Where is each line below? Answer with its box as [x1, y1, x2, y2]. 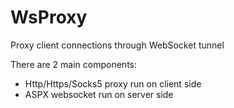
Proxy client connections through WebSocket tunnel [10, 39, 225, 51]
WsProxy [10, 6, 88, 29]
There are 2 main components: [10, 58, 138, 70]
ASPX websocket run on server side [24, 88, 174, 100]
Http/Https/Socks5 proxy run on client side [24, 77, 202, 90]
